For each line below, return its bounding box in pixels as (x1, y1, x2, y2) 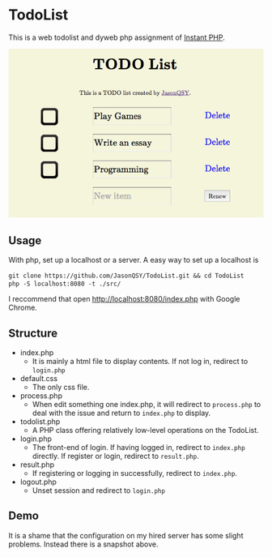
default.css (19, 374, 58, 383)
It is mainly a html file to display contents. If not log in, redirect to (32, 357, 249, 366)
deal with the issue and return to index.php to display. (32, 408, 211, 418)
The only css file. (32, 383, 90, 392)
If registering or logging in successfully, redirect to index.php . (32, 469, 237, 478)
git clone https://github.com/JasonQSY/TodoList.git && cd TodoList (8, 272, 244, 281)
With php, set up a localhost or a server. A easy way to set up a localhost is (8, 255, 259, 265)
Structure (8, 326, 58, 340)
